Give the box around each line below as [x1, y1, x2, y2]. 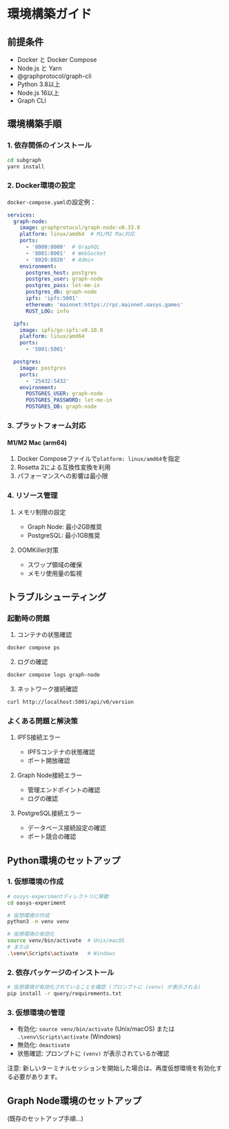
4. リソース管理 [7, 491, 58, 500]
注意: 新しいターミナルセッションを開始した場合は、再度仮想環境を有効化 [7, 1064, 216, 1072]
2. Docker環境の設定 [7, 181, 76, 190]
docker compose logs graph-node [7, 671, 100, 678]
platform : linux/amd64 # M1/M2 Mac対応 [19, 230, 135, 238]
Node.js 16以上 [17, 89, 60, 97]
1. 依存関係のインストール [7, 141, 92, 150]
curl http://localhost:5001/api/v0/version [7, 698, 135, 705]
